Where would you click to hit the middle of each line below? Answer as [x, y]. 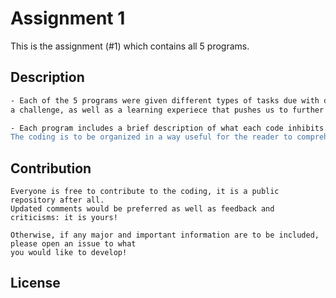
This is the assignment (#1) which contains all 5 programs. [130, 46]
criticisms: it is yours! [64, 218]
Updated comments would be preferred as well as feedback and [142, 209]
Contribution [51, 168]
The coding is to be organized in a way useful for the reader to [151, 137]
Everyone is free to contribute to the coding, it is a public [145, 192]
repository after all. [57, 200]
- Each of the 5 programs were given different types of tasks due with [165, 100]
